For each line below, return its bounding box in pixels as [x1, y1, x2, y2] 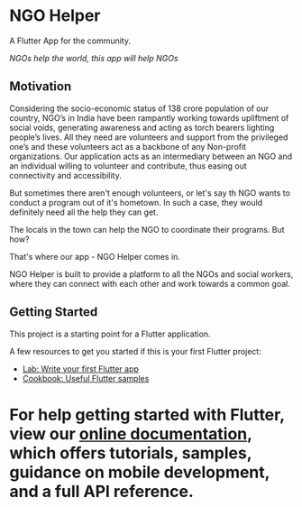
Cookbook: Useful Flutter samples [22, 373, 150, 383]
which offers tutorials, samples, [9, 443, 252, 463]
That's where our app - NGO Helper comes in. [9, 251, 180, 262]
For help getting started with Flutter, [9, 404, 285, 425]
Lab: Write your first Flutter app [22, 363, 140, 374]
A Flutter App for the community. [9, 35, 131, 46]
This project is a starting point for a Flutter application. [9, 328, 211, 339]
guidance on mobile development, [9, 462, 270, 483]
